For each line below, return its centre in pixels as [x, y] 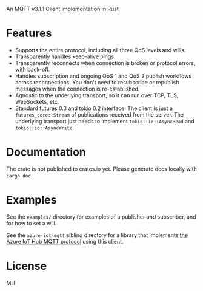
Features [29, 33]
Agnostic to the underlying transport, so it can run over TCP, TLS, [97, 95]
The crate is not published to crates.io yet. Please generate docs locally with [101, 169]
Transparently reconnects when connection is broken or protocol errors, [105, 63]
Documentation [46, 152]
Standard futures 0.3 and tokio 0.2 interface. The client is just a [94, 108]
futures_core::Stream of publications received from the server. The [99, 114]
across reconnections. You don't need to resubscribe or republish [97, 82]
